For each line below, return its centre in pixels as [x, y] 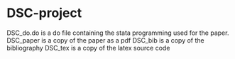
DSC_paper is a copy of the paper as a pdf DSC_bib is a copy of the [106, 40]
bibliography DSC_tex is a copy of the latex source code [88, 48]
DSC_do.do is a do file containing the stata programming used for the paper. [118, 33]
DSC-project [44, 13]
